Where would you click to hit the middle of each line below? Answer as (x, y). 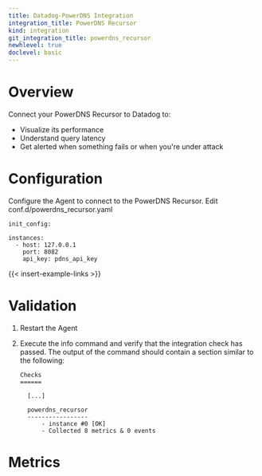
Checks (31, 375)
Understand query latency (63, 138)
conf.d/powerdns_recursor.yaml (61, 209)
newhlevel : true (35, 45)
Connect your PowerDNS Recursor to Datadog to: (90, 114)
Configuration (56, 179)
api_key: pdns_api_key (60, 259)
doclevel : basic (35, 53)
